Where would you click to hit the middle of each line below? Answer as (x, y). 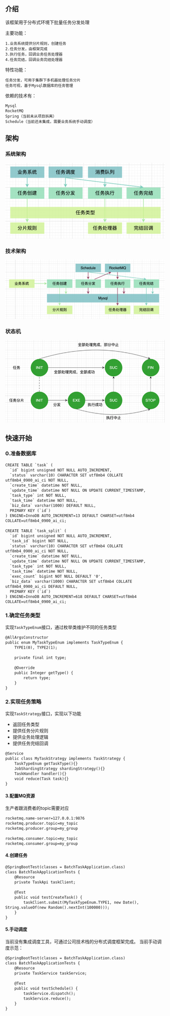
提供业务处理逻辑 (30, 737)
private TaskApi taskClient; (45, 882)
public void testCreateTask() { (48, 897)
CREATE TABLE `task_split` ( (36, 531)
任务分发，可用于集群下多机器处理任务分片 (43, 80)
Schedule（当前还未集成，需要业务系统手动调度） (50, 121)
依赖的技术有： (21, 96)
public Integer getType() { (44, 673)
